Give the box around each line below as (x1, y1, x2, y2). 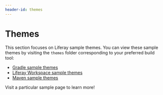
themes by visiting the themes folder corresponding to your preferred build (5, 49, 155, 55)
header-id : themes (5, 7, 43, 12)
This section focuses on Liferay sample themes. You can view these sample (5, 45, 159, 50)
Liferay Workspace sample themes (12, 70, 82, 75)
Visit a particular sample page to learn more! (5, 84, 95, 90)
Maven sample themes (12, 74, 58, 81)
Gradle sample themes (12, 64, 58, 70)
